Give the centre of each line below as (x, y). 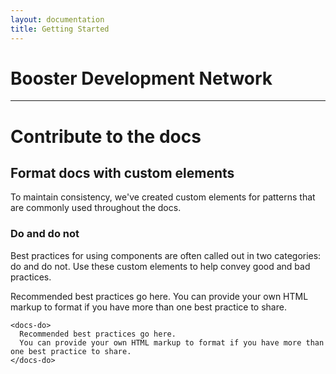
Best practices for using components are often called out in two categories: (166, 255)
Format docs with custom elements (122, 173)
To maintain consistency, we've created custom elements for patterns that (163, 197)
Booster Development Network (141, 78)
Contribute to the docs (106, 136)
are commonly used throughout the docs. (96, 208)
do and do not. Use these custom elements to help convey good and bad (160, 266)
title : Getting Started (60, 29)
